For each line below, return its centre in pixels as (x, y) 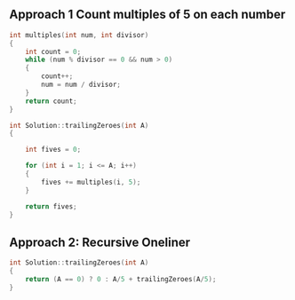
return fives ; (51, 206)
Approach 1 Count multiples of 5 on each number (147, 15)
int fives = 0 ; (53, 150)
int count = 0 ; (53, 51)
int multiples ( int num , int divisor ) (79, 35)
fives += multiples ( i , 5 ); (91, 182)
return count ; (51, 101)
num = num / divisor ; (81, 85)
